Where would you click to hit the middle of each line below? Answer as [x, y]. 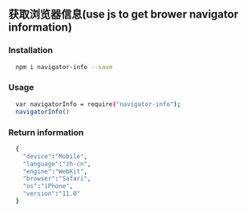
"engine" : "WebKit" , [55, 171]
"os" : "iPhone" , [48, 186]
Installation [31, 51]
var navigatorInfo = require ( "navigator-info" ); [98, 104]
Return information [46, 132]
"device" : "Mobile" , [55, 156]
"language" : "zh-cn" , [57, 164]
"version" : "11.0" [52, 194]
